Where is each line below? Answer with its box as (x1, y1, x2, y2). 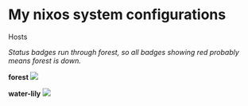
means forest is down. (8, 56, 81, 65)
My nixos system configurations (8, 6, 227, 24)
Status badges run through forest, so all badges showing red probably (8, 47, 240, 57)
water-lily (8, 88, 41, 98)
